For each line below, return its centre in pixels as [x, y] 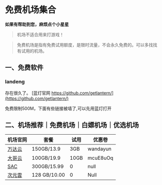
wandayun [99, 149]
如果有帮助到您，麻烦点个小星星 [37, 24]
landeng [15, 82]
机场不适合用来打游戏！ [40, 34]
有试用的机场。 [32, 51]
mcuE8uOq [100, 158]
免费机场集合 [31, 10]
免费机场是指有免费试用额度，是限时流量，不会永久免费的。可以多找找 [87, 45]
